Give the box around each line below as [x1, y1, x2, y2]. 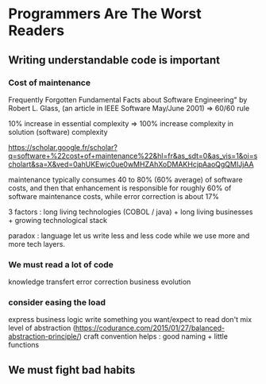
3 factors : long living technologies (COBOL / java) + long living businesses [8, 207, 253, 217]
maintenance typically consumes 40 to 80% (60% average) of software [8, 175, 243, 184]
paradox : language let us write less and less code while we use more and [8, 231, 250, 240]
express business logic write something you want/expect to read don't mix [8, 315, 253, 324]
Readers [8, 21, 65, 40]
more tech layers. [8, 239, 66, 248]
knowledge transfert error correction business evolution [8, 277, 191, 286]
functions [8, 340, 40, 350]
